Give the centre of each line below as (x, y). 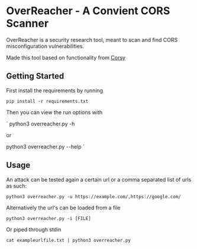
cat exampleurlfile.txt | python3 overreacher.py (69, 240)
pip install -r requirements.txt (47, 101)
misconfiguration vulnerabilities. (45, 46)
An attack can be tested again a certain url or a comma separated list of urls (99, 179)
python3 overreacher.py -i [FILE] (49, 218)
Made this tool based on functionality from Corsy (66, 57)
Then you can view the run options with (54, 112)
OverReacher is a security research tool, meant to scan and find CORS (92, 40)
